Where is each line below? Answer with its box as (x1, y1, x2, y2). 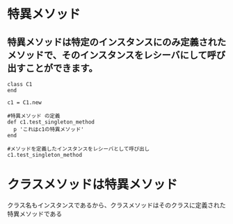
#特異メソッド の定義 (7, 112, 61, 119)
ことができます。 (25, 62, 98, 74)
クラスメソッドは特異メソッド (7, 177, 178, 193)
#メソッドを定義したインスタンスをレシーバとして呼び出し (7, 146, 150, 153)
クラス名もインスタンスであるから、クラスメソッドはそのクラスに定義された (7, 200, 226, 209)
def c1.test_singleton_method (7, 119, 95, 126)
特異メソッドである (7, 209, 63, 218)
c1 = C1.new (7, 99, 42, 106)
